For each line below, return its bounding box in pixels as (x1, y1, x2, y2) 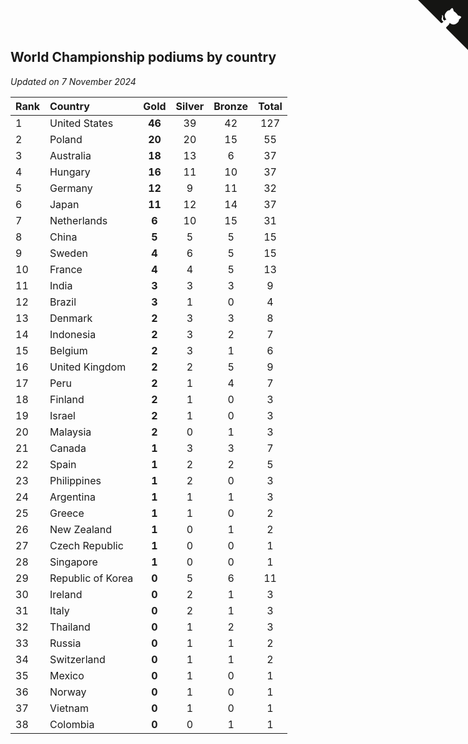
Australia (49, 148, 92, 162)
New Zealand (49, 522, 113, 536)
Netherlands (49, 213, 108, 227)
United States (49, 116, 114, 130)
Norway (49, 685, 87, 699)
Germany (49, 181, 93, 195)
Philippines (49, 473, 102, 487)
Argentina (49, 490, 96, 504)
